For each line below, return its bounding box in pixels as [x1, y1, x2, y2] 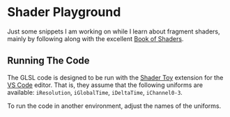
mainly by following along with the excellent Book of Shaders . [7, 34, 184, 42]
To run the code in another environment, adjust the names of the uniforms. [7, 102, 222, 110]
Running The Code [7, 55, 90, 67]
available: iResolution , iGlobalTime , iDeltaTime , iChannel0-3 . [7, 88, 183, 96]
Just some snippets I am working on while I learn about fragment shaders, [7, 27, 221, 36]
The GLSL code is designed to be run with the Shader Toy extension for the [7, 73, 224, 81]
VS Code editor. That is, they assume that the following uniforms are [7, 81, 204, 89]
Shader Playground [7, 4, 121, 20]
